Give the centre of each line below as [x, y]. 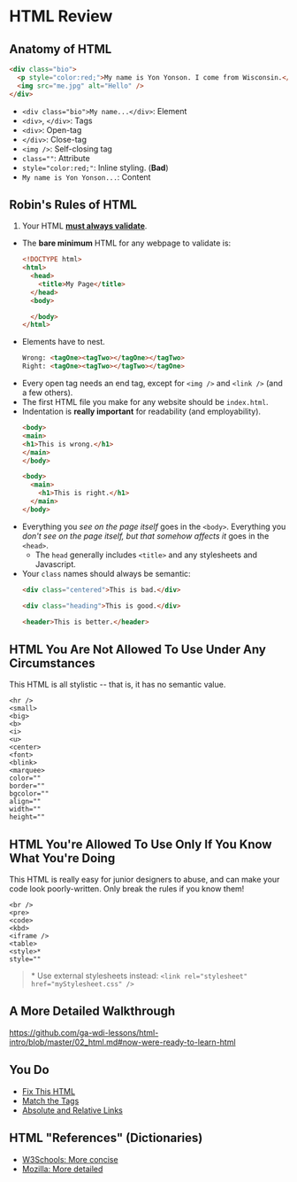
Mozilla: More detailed [62, 1169]
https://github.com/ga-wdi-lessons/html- [84, 1032]
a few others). [47, 393]
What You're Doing [62, 858]
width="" [25, 809]
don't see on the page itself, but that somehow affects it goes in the [145, 536]
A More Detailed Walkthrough [92, 1011]
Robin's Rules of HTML [73, 204]
